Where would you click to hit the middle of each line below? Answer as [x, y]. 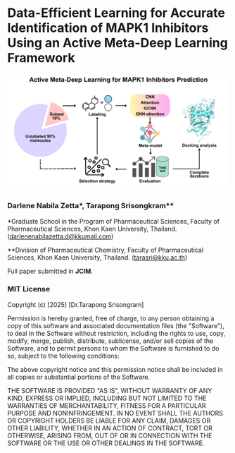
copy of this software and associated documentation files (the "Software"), [116, 325]
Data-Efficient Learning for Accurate [116, 13]
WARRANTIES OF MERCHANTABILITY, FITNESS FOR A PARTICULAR [107, 405]
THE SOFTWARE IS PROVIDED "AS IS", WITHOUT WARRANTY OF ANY [110, 390]
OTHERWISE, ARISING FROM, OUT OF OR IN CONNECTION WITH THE [110, 435]
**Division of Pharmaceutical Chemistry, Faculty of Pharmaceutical [106, 250]
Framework [41, 58]
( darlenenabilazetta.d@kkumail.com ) [61, 236]
